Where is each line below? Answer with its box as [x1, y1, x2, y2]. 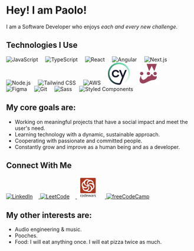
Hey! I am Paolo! [6, 4, 87, 17]
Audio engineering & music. [14, 226, 82, 233]
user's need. [14, 125, 45, 132]
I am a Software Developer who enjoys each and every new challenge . [6, 23, 178, 30]
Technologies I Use [6, 40, 78, 50]
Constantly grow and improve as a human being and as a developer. [14, 143, 180, 151]
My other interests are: [6, 210, 93, 220]
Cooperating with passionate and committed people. [14, 137, 143, 144]
